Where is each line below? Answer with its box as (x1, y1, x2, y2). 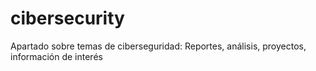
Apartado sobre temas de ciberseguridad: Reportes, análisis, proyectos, (10, 40, 307, 52)
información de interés (10, 50, 103, 62)
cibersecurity (10, 7, 125, 30)
